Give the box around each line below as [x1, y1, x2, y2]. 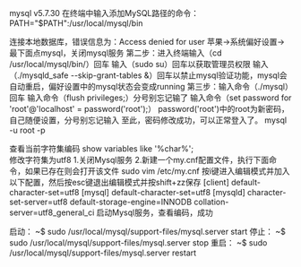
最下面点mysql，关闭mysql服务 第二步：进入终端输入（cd [9, 47, 222, 58]
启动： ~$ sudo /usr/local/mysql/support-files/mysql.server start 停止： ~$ [9, 227, 287, 237]
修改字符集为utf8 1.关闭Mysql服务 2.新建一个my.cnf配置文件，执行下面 [9, 155, 270, 165]
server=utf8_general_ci [9, 207, 95, 218]
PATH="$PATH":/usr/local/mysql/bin [9, 18, 143, 29]
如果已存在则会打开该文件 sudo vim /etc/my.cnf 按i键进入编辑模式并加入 [24, 166, 290, 177]
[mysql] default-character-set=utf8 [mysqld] [81, 187, 246, 197]
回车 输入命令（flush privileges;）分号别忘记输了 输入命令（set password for [9, 92, 292, 103]
